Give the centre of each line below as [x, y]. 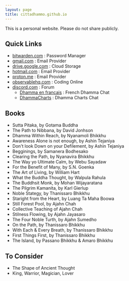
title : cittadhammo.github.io [36, 14]
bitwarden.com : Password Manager [49, 56]
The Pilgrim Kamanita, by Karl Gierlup [50, 188]
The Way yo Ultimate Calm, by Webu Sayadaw [59, 162]
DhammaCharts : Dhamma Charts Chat [59, 98]
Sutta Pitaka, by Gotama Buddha [45, 125]
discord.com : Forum [33, 87]
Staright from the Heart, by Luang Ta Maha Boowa [63, 199]
